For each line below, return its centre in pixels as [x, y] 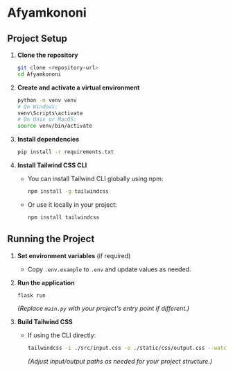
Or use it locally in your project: [72, 204]
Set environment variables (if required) [74, 255]
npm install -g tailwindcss [68, 192]
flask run [32, 295]
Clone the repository [48, 55]
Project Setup [37, 39]
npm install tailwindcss [63, 217]
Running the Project [51, 239]
